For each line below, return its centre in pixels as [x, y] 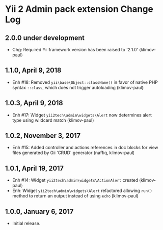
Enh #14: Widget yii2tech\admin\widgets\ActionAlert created [75, 180]
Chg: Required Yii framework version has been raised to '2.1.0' [75, 50]
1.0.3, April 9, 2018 [34, 103]
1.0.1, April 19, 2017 [34, 168]
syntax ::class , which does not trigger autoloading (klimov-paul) [78, 87]
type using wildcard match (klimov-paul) [53, 120]
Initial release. [26, 224]
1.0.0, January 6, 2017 [39, 211]
